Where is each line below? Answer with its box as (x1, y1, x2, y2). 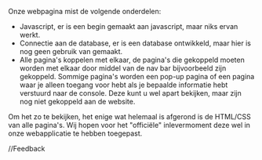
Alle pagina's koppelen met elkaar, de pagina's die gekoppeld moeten (19, 55, 245, 64)
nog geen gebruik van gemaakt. (19, 47, 123, 56)
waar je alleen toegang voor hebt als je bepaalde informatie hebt (19, 80, 228, 89)
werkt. (19, 31, 41, 39)
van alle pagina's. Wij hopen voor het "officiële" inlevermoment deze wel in (8, 121, 251, 129)
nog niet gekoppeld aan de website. (19, 97, 136, 106)
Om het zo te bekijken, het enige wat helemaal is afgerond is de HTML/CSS (8, 112, 251, 121)
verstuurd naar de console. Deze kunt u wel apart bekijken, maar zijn (19, 89, 242, 97)
